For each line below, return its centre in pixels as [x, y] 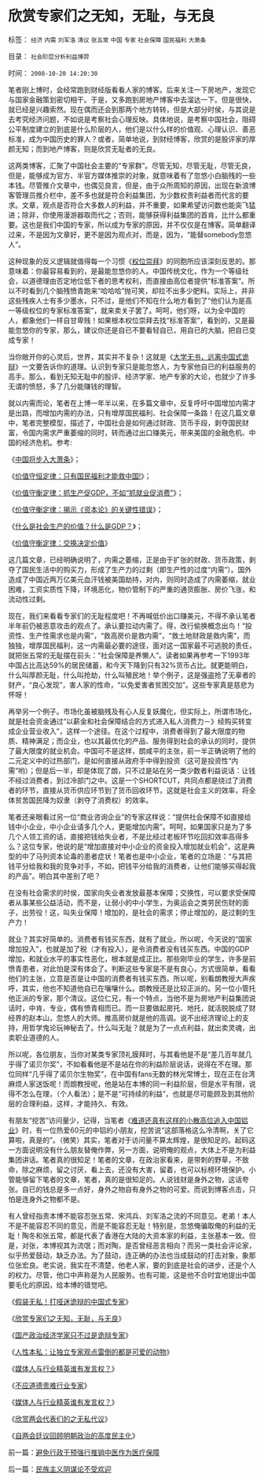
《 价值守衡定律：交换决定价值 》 [60, 543]
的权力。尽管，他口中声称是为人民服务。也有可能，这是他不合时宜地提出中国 [132, 1274]
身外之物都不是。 [56, 1199]
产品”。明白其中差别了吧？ [58, 876]
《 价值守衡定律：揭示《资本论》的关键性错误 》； [86, 509]
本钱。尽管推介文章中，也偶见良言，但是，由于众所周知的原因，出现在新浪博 [132, 185]
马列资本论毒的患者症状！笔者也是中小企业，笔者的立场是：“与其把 [144, 856]
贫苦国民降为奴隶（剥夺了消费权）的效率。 [84, 800]
